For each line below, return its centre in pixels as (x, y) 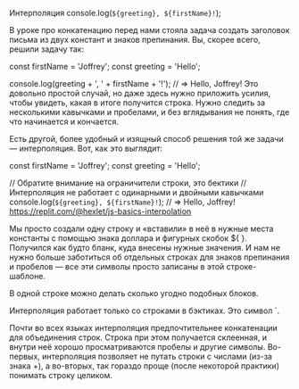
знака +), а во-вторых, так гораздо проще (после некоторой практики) (144, 366)
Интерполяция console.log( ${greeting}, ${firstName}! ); (115, 13)
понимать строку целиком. (61, 375)
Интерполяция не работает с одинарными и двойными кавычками (137, 192)
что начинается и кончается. (64, 121)
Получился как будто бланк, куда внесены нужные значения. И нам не (145, 248)
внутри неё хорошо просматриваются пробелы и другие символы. (137, 347)
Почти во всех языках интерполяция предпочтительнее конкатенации (144, 328)
